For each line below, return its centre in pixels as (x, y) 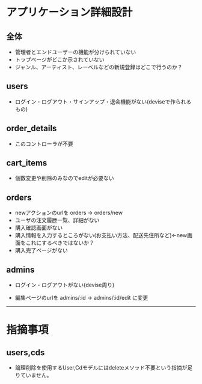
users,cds (26, 352)
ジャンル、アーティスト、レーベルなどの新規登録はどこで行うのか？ (99, 67)
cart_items (27, 163)
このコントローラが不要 (44, 144)
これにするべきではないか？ (60, 243)
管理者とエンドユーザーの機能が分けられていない (75, 52)
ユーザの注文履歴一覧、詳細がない (57, 220)
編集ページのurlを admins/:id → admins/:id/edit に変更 (81, 298)
